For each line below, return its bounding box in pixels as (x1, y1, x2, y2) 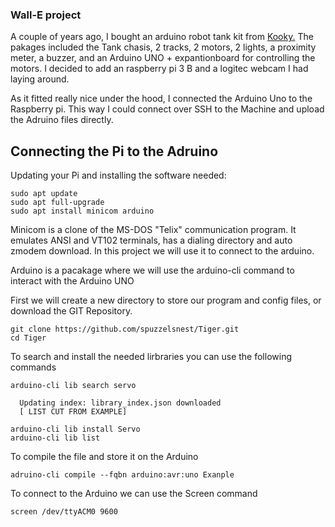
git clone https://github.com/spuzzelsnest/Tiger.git (10, 324, 240, 335)
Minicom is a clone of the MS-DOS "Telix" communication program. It (10, 224, 297, 236)
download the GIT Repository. (10, 305, 133, 317)
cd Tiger (10, 333, 47, 343)
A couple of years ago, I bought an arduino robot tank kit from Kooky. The (10, 31, 314, 43)
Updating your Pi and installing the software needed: (10, 169, 227, 182)
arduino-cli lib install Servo (10, 424, 141, 435)
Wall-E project (10, 8, 82, 22)
